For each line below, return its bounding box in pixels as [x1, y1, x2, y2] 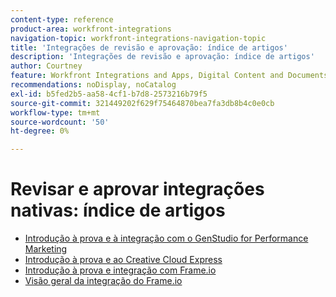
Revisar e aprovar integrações [10, 178, 265, 201]
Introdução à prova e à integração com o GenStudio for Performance [24, 232, 309, 245]
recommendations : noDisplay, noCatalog [10, 80, 177, 90]
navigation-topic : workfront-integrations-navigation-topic [10, 33, 267, 43]
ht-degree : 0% [10, 126, 70, 136]
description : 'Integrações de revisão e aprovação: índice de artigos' [10, 52, 315, 62]
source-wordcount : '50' [10, 117, 110, 127]
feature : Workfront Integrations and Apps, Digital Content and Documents [10, 71, 329, 81]
